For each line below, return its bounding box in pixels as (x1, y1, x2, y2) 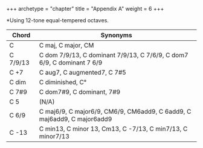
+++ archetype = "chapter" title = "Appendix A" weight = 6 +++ (6, 5, 164, 12)
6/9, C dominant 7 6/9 (39, 58, 103, 67)
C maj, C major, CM (39, 42, 94, 49)
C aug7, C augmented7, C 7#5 (39, 69, 127, 76)
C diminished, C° (39, 78, 87, 86)
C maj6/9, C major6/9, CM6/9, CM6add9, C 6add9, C (39, 108, 192, 116)
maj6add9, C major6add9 (39, 115, 112, 123)
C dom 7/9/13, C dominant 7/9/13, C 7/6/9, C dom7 (39, 51, 188, 59)
